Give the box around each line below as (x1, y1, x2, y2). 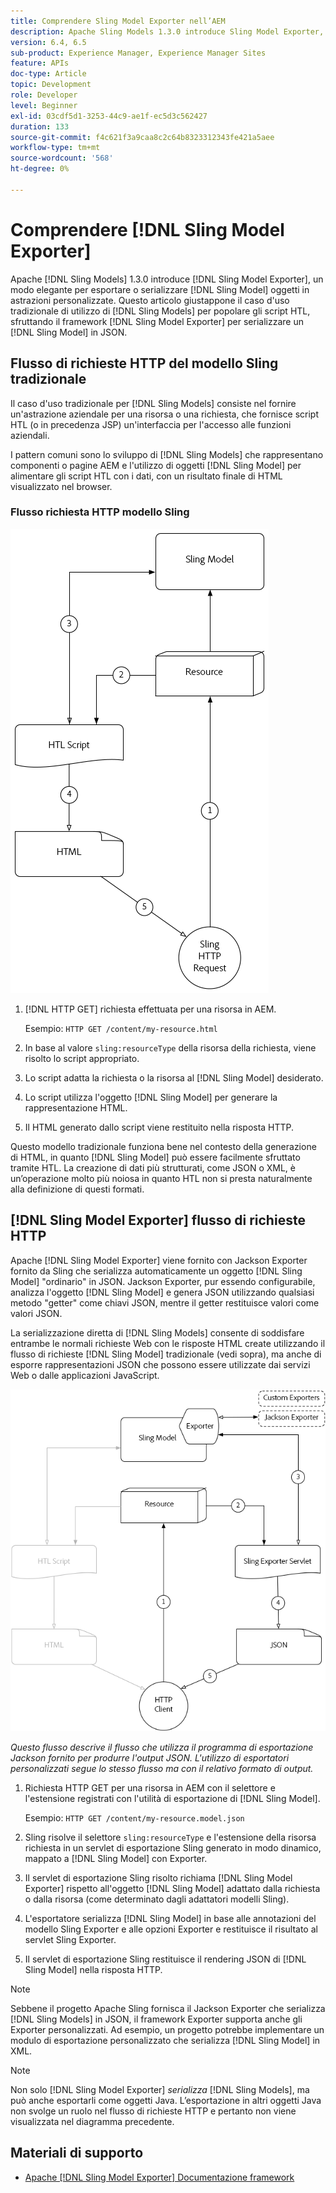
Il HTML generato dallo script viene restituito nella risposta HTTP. (24, 1121, 295, 1133)
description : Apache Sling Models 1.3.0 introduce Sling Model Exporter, (10, 26, 325, 37)
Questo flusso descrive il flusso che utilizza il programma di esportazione (10, 1741, 314, 1753)
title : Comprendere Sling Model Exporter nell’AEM (10, 16, 226, 26)
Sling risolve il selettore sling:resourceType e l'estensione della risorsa (24, 1831, 317, 1843)
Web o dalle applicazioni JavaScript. (10, 1369, 160, 1381)
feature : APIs (10, 58, 70, 69)
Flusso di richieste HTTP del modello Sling (10, 355, 279, 372)
